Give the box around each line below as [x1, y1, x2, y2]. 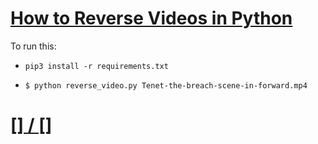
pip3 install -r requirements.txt [24, 61, 169, 71]
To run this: [10, 40, 57, 52]
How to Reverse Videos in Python [10, 7, 293, 30]
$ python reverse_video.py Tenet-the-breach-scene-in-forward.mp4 [24, 80, 308, 91]
